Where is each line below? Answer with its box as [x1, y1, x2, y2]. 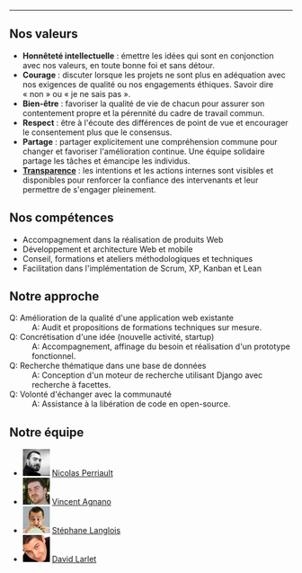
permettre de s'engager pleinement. [22, 184, 156, 194]
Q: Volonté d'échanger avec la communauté [9, 389, 173, 400]
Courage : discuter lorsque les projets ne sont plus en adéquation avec [22, 69, 286, 80]
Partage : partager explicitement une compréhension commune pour [22, 136, 279, 147]
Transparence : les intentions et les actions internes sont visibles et [22, 165, 274, 175]
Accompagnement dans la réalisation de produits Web [22, 234, 224, 245]
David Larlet [51, 554, 97, 565]
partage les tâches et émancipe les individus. [22, 155, 191, 166]
